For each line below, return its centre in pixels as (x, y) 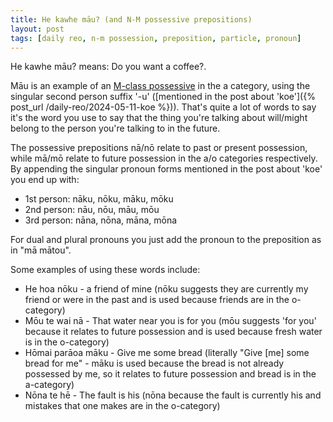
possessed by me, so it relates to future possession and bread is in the (170, 374)
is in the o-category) (67, 342)
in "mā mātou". (41, 250)
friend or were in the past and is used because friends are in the (157, 300)
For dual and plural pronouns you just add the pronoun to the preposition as (166, 240)
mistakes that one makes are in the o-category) (122, 406)
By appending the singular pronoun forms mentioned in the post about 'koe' (166, 169)
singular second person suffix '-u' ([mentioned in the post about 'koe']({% (163, 97)
